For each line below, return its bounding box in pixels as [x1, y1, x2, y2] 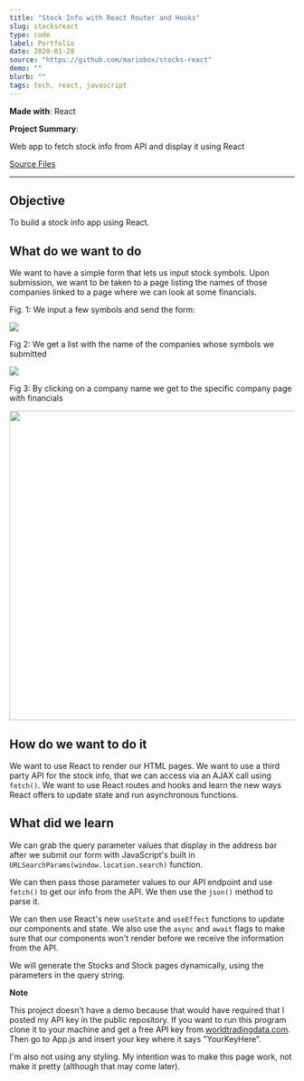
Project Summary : [9, 123, 79, 134]
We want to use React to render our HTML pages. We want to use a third [9, 761, 280, 772]
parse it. [9, 895, 41, 907]
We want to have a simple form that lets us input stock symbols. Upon [9, 268, 270, 278]
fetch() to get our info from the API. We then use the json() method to [9, 886, 273, 897]
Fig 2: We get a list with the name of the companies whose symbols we [9, 339, 274, 350]
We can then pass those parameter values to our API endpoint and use [9, 876, 273, 887]
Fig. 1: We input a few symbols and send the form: [9, 305, 196, 316]
